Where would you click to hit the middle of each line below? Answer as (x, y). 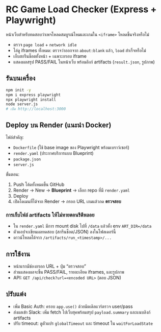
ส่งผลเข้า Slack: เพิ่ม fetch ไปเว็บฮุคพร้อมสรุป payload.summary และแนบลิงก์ (82, 312)
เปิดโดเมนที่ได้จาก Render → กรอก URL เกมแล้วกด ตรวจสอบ (67, 201)
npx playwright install (31, 100)
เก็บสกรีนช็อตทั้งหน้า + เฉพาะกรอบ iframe (50, 56)
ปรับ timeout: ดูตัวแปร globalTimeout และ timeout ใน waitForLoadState (83, 323)
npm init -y (18, 90)
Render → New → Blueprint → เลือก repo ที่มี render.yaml (72, 190)
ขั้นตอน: (13, 174)
